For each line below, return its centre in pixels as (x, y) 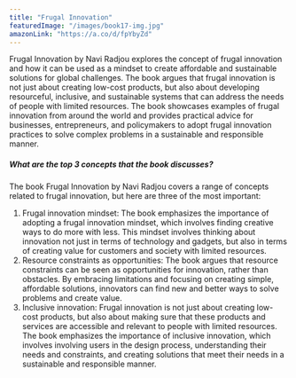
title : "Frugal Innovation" (61, 17)
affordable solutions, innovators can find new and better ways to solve (150, 288)
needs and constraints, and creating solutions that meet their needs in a (153, 355)
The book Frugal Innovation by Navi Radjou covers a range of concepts (139, 186)
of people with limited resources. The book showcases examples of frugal (144, 106)
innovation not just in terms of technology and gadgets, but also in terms (155, 241)
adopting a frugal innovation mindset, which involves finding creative (148, 223)
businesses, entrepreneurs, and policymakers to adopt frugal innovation (140, 125)
